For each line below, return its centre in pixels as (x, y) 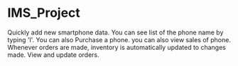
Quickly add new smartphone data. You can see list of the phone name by (115, 32)
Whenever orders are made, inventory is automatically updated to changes (117, 47)
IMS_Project (44, 13)
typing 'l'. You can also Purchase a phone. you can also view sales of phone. (119, 39)
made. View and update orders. (53, 55)
